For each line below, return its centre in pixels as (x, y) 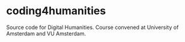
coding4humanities (56, 11)
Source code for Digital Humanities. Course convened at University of (92, 27)
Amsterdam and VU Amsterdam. (46, 33)
